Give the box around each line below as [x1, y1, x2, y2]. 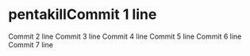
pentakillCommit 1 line [8, 6, 157, 24]
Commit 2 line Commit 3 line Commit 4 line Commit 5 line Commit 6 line [8, 32, 242, 41]
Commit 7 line [8, 39, 54, 49]
